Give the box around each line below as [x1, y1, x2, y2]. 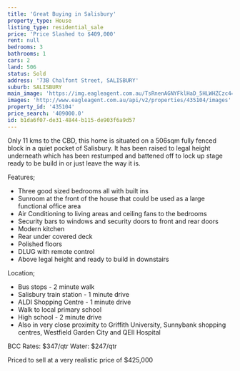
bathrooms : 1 [7, 51, 46, 58]
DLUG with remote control [17, 247, 95, 255]
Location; [7, 268, 36, 277]
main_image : [7, 90, 43, 97]
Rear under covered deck [17, 232, 93, 240]
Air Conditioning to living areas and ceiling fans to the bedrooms [17, 209, 207, 218]
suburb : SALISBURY [7, 83, 62, 91]
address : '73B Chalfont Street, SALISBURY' [7, 76, 139, 84]
